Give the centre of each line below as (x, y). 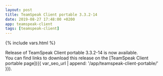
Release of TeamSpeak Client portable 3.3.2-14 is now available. (71, 53)
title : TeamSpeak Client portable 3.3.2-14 (51, 15)
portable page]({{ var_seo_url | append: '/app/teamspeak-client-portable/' (82, 63)
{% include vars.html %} (31, 43)
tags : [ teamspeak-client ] (32, 29)
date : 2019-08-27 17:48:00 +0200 (40, 19)
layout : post (19, 10)
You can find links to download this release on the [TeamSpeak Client (77, 58)
